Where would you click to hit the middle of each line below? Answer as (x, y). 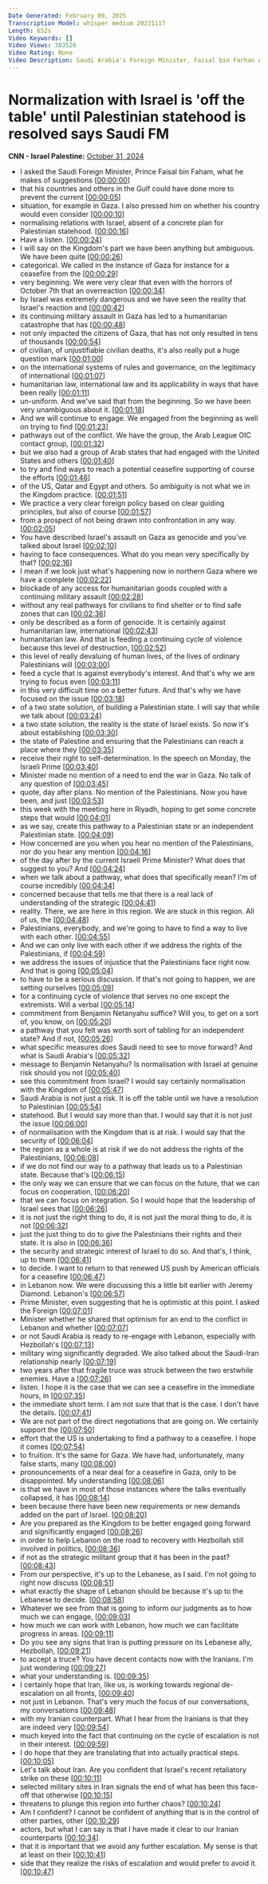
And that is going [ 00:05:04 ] (67, 970)
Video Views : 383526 (43, 46)
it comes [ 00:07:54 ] (52, 1446)
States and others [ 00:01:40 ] (67, 460)
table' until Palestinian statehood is (127, 117)
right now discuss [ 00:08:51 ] (67, 1582)
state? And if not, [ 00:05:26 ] (66, 1038)
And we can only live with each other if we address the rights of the (131, 945)
